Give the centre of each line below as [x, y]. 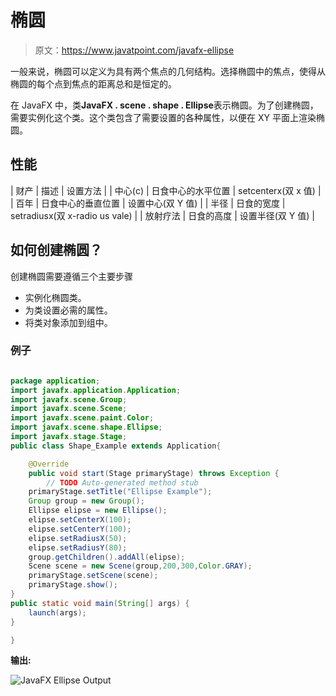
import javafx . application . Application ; [96, 390]
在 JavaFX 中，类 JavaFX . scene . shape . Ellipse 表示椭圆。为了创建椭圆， [164, 105]
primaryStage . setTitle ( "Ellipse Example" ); [120, 492]
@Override [49, 464]
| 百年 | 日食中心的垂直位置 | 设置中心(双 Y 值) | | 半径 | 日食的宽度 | [148, 203]
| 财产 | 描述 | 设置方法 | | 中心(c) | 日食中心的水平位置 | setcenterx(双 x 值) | [166, 190]
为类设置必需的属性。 [68, 310]
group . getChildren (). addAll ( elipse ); [107, 557]
